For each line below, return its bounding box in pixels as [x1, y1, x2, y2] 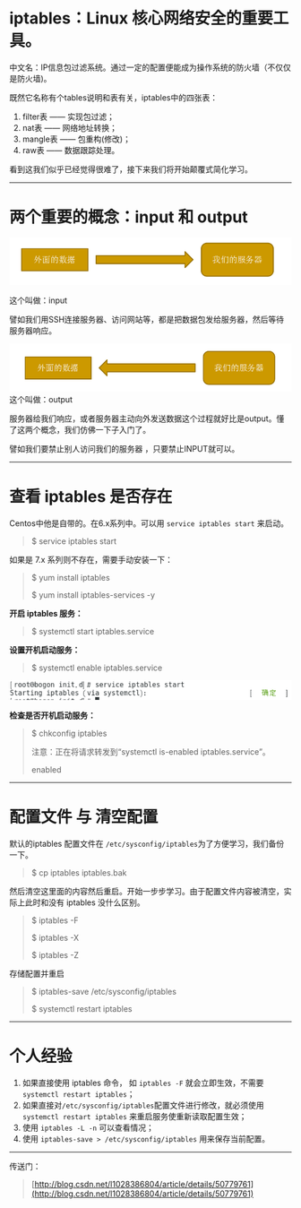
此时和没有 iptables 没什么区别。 [24, 897, 145, 908]
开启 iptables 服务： [9, 608, 83, 618]
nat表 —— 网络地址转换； [21, 122, 118, 133]
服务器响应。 [9, 325, 56, 336]
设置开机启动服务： [9, 644, 81, 655]
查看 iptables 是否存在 [9, 487, 173, 507]
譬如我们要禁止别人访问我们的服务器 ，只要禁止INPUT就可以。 [9, 444, 240, 454]
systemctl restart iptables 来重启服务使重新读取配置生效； [21, 1110, 247, 1121]
